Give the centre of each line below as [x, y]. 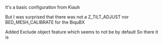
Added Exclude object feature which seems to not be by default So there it [82, 32]
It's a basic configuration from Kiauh [43, 7]
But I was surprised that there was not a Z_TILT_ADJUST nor [67, 17]
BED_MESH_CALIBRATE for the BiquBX [45, 22]
